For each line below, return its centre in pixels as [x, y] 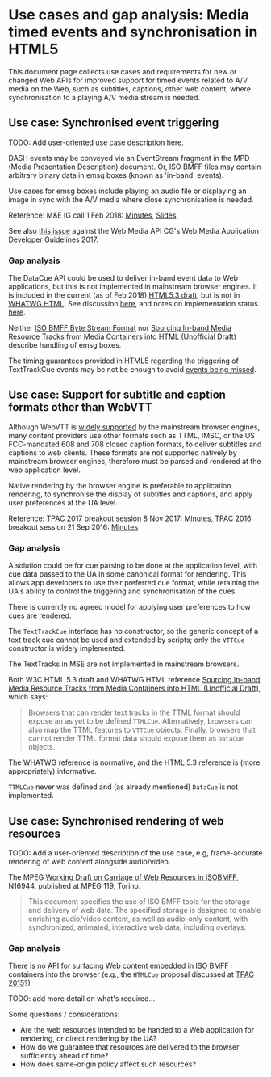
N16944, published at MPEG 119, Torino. [75, 885]
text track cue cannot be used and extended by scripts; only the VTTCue [127, 640]
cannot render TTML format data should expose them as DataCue [136, 738]
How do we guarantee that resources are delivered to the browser [129, 1047]
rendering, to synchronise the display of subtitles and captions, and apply [131, 494]
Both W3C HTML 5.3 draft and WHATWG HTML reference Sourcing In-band [134, 680]
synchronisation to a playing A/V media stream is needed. [104, 97]
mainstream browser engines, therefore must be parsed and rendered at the [135, 461]
